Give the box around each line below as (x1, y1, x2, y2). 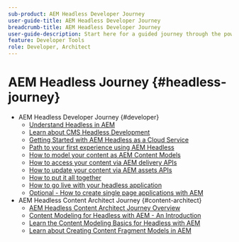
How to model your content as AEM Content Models (28, 150, 182, 159)
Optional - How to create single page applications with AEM (28, 188, 204, 196)
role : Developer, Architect (8, 43, 91, 51)
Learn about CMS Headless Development (28, 127, 150, 136)
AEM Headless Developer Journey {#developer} (18, 112, 160, 121)
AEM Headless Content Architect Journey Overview (28, 204, 181, 212)
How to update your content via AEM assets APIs (28, 165, 172, 174)
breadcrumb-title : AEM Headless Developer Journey (8, 23, 161, 31)
